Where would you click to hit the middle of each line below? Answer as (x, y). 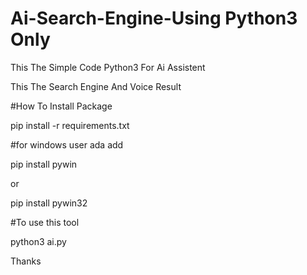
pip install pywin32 (49, 203)
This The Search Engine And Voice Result (96, 86)
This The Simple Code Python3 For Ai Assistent (108, 67)
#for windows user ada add (67, 144)
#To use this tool (45, 222)
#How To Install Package (61, 106)
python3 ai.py (38, 241)
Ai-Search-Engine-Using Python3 (154, 18)
